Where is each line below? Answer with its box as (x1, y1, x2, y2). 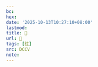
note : (6, 52, 19, 58)
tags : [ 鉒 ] (6, 41, 32, 47)
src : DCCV (6, 47, 31, 52)
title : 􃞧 (6, 30, 28, 36)
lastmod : (6, 24, 28, 31)
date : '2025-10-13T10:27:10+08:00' (6, 19, 93, 25)
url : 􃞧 (6, 36, 22, 41)
